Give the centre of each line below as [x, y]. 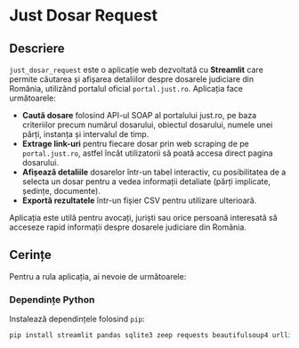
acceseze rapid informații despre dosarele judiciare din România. [128, 227]
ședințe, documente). [61, 191]
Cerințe [30, 255]
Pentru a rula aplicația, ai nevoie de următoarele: [98, 276]
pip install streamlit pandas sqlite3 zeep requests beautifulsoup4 [139, 336]
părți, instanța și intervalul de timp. [85, 134]
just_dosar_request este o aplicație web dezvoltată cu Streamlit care [137, 69]
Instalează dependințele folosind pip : [77, 319]
